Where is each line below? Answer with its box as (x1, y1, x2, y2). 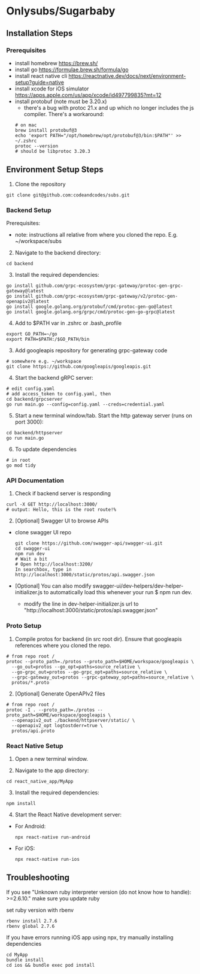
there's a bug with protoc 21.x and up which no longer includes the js (23, 104, 195, 111)
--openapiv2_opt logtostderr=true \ (11, 722, 103, 728)
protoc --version (14, 143, 59, 149)
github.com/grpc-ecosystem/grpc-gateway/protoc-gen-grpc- (35, 283, 184, 289)
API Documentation (6, 476, 65, 485)
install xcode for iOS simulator (14, 85, 89, 92)
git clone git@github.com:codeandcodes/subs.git (6, 192, 130, 198)
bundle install (6, 957, 44, 963)
